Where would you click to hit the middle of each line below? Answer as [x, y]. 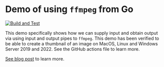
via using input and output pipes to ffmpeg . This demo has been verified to [82, 38]
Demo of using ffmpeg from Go [69, 9]
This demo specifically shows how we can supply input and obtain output [81, 33]
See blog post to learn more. [35, 58]
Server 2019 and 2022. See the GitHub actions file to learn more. [72, 49]
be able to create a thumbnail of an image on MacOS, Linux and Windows [81, 43]
